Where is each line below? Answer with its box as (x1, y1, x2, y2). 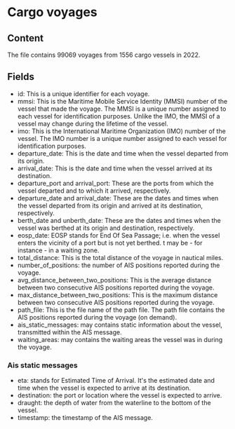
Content (7, 32, 44, 44)
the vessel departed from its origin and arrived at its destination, (17, 201, 203, 210)
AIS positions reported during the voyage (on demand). (17, 313, 177, 321)
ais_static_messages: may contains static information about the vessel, (17, 320, 223, 329)
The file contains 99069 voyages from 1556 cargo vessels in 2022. (7, 50, 201, 59)
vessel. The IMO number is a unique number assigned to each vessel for (17, 134, 227, 142)
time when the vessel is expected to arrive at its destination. (17, 383, 192, 393)
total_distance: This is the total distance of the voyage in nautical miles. (17, 253, 224, 261)
